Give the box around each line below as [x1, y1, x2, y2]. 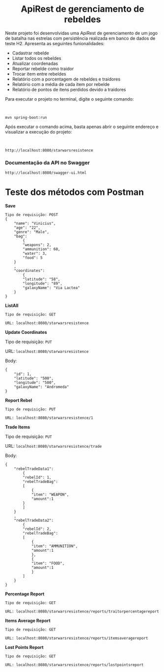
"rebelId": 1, [23, 475, 52, 480]
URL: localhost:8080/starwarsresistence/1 [5, 416, 93, 421]
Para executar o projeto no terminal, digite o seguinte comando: [5, 96, 134, 102]
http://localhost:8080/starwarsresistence [5, 148, 93, 153]
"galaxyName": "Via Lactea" [23, 286, 80, 291]
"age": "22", [14, 225, 41, 230]
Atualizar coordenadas [12, 60, 58, 66]
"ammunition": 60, [23, 247, 60, 252]
